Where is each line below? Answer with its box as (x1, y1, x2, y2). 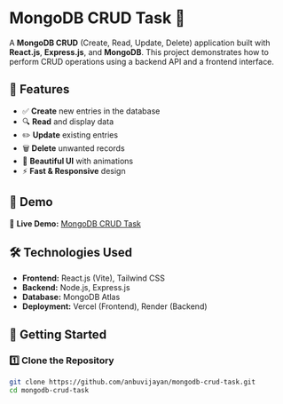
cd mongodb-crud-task (9, 385, 90, 394)
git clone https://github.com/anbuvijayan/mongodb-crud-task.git (9, 377, 255, 387)
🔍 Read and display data (21, 115, 114, 127)
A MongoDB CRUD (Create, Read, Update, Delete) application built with (9, 37, 271, 48)
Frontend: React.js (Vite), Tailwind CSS (21, 273, 166, 283)
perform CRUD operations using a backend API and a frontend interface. (9, 56, 275, 67)
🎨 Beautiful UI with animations (21, 155, 134, 166)
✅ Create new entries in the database (21, 106, 161, 116)
